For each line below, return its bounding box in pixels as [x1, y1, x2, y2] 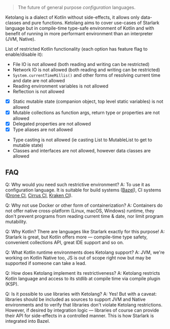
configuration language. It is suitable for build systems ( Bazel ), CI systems [5, 187, 162, 193]
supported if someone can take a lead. [5, 260, 87, 267]
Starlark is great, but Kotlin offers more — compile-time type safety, [5, 234, 148, 240]
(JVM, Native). [5, 36, 36, 42]
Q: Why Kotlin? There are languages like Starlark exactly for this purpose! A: [5, 229, 165, 235]
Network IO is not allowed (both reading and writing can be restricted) [12, 67, 160, 73]
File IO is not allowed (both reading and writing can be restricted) [12, 61, 150, 67]
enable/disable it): [5, 51, 43, 57]
